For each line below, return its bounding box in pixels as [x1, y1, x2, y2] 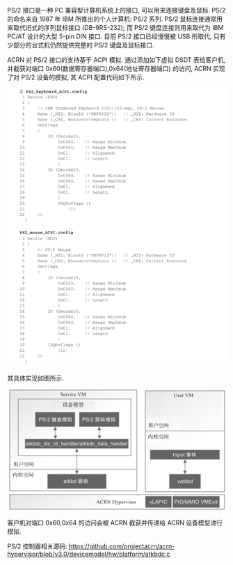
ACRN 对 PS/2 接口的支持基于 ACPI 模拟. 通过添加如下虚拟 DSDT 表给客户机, [7, 56, 226, 64]
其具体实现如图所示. [7, 373, 65, 382]
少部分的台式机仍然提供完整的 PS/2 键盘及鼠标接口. [7, 41, 154, 49]
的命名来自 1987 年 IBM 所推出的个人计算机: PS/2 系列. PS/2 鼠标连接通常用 [7, 15, 223, 23]
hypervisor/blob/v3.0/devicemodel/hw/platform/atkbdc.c [7, 550, 170, 558]
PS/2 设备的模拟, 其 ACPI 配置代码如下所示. [20, 73, 145, 82]
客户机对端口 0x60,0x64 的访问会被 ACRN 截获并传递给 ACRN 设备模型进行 [7, 518, 223, 527]
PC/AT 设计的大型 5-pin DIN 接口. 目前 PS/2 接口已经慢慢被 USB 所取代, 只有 [7, 32, 226, 40]
